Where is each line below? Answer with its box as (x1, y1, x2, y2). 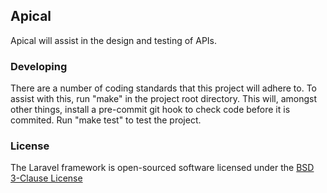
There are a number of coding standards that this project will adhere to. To (10, 82, 317, 94)
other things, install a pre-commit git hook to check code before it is (10, 104, 291, 116)
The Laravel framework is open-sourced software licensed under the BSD (10, 162, 315, 174)
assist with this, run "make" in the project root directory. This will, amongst (10, 93, 318, 105)
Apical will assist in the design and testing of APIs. (10, 34, 218, 46)
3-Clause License (10, 172, 83, 184)
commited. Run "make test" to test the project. (10, 114, 202, 126)
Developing (10, 59, 68, 73)
